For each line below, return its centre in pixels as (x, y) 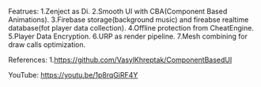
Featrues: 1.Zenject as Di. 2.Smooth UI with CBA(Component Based (118, 11)
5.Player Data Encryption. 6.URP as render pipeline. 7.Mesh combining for (128, 36)
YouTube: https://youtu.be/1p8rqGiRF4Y (73, 75)
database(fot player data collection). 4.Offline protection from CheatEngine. (131, 28)
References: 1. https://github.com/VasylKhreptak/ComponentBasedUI (120, 60)
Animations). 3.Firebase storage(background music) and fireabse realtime (129, 20)
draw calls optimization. (47, 45)
